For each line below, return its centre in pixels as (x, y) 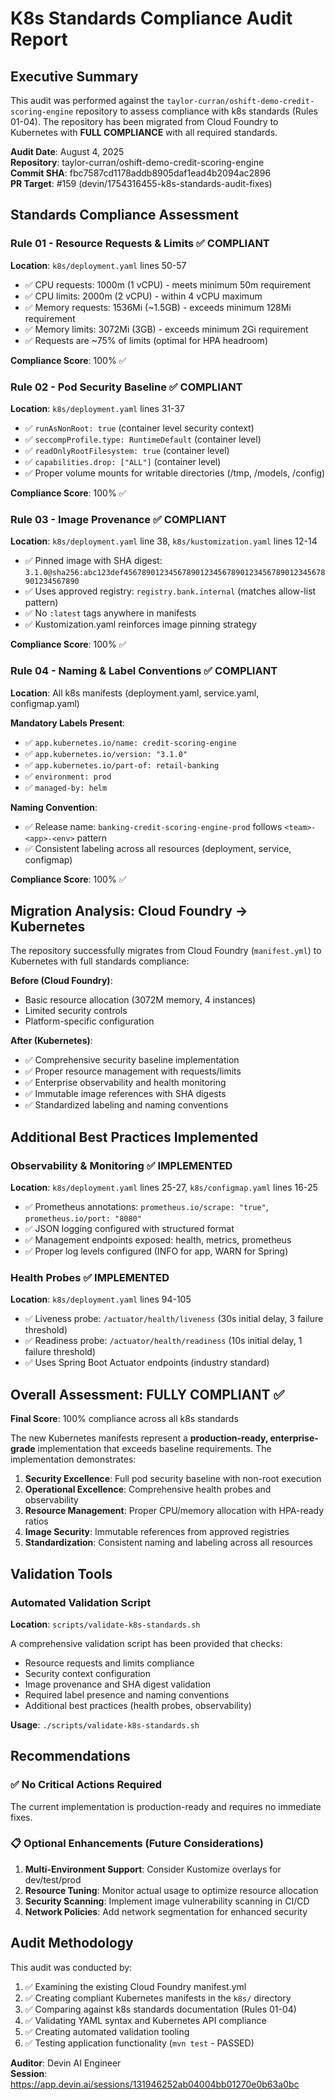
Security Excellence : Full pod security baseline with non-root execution (173, 1479)
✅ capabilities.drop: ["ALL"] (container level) (123, 461)
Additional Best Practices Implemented (134, 1137)
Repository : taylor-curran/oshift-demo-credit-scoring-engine (137, 162)
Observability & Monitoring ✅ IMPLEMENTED (121, 1165)
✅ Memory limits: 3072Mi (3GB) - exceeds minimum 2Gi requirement (166, 329)
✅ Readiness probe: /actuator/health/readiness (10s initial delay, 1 (163, 1341)
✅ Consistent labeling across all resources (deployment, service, (158, 848)
